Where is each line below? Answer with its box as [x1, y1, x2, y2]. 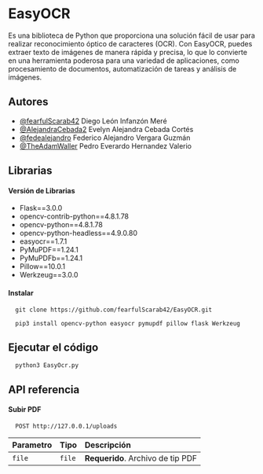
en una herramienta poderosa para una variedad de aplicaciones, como [8, 56, 239, 65]
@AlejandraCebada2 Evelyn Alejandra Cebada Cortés [19, 124, 194, 134]
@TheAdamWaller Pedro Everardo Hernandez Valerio [19, 141, 192, 150]
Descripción [84, 439, 131, 450]
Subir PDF [8, 405, 42, 414]
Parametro [12, 439, 53, 450]
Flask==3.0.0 [19, 204, 63, 213]
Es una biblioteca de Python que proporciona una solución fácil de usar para [8, 31, 255, 40]
